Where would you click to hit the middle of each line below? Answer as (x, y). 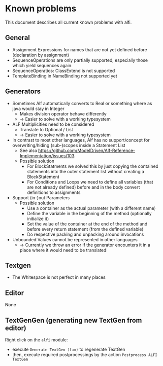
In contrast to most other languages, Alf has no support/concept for (81, 140)
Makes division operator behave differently (63, 113)
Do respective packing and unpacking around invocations (85, 234)
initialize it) (38, 219)
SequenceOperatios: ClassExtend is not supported (64, 71)
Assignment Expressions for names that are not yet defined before (80, 49)
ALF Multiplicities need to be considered (53, 124)
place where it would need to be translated (63, 250)
